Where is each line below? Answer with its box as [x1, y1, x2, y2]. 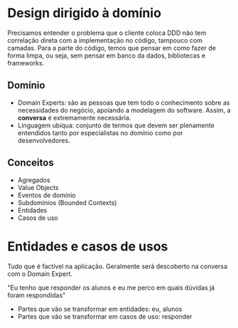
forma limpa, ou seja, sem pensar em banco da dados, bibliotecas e [7, 51, 206, 60]
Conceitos [7, 157, 55, 169]
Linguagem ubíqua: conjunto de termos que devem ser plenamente [17, 121, 215, 129]
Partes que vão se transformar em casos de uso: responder [17, 312, 193, 321]
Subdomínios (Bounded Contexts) [17, 198, 117, 207]
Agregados [17, 176, 51, 184]
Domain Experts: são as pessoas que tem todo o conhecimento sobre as [17, 98, 230, 107]
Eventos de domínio [17, 191, 76, 199]
